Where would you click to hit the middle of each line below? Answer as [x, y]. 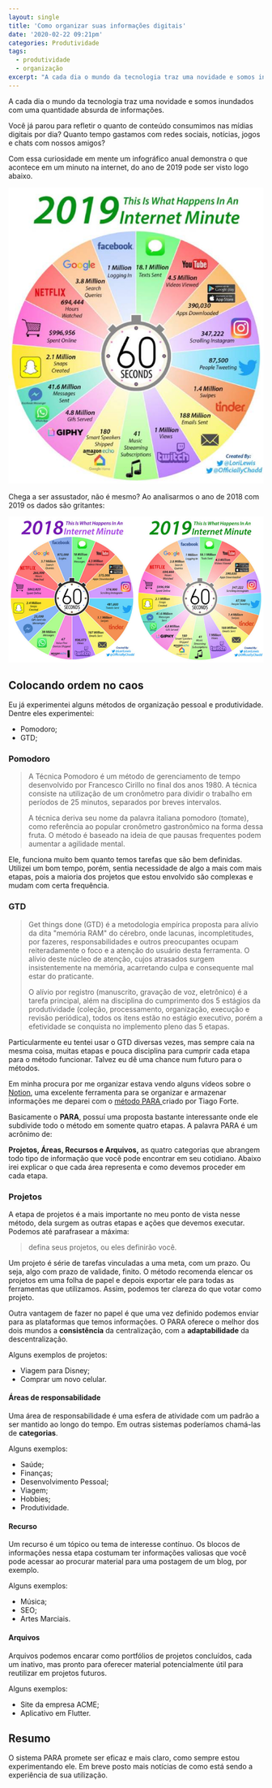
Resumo [30, 1738]
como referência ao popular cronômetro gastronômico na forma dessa [146, 827]
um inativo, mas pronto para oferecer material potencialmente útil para [126, 1664]
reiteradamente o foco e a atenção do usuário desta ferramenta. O [139, 950]
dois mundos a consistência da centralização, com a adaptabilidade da [129, 1330]
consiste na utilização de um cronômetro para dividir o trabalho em [140, 794]
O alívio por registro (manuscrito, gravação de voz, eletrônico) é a [138, 991]
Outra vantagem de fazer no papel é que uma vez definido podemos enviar [134, 1313]
